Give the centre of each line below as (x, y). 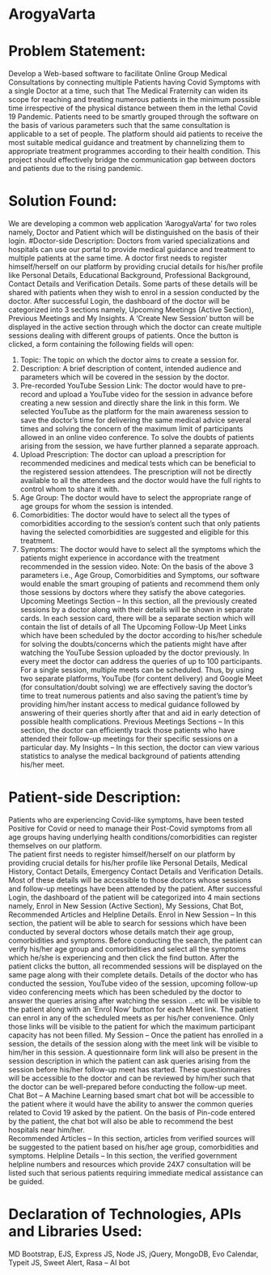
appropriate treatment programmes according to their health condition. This (135, 152)
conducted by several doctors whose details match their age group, (121, 932)
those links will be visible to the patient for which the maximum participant (132, 1027)
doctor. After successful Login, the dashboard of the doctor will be (119, 302)
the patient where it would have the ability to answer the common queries (131, 1104)
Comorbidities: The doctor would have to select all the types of (125, 515)
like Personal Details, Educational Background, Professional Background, (129, 276)
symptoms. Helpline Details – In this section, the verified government (123, 1155)
